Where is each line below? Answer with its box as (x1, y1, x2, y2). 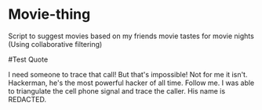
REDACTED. (8, 94, 47, 104)
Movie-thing (8, 5, 91, 23)
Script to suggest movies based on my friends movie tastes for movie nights (8, 31, 255, 41)
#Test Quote (8, 55, 49, 64)
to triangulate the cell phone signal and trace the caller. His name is (8, 86, 226, 95)
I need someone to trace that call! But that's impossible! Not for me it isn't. (8, 69, 248, 79)
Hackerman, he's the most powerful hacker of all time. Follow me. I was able (8, 78, 255, 87)
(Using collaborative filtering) (8, 39, 103, 48)
